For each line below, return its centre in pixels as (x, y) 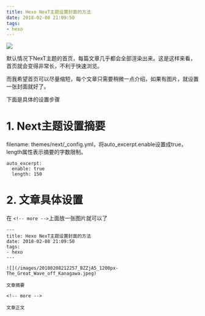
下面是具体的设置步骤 (33, 100)
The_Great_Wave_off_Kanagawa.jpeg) (52, 274)
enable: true (28, 169)
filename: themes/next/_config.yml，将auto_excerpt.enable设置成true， (97, 144)
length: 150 (27, 174)
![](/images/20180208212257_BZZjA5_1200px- (63, 269)
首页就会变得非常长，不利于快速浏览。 (54, 66)
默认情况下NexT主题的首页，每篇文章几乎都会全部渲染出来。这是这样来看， (101, 58)
